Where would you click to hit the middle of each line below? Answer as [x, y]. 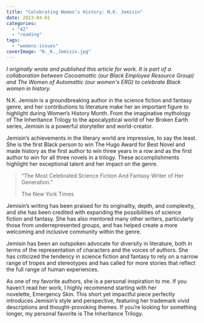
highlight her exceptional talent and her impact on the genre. [82, 164]
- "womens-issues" [35, 46]
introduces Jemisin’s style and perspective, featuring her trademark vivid [98, 300]
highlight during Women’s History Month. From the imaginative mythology [98, 113]
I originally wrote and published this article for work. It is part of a [89, 69]
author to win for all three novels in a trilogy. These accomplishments [93, 157]
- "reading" [27, 35]
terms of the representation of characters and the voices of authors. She [97, 250]
